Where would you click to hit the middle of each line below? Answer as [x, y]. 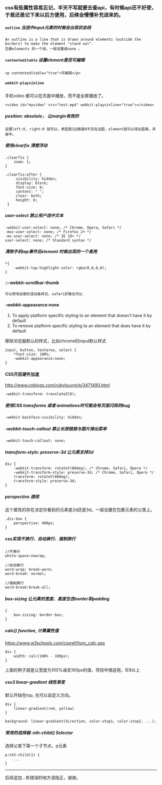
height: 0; [27, 200]
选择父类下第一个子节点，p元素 [36, 746]
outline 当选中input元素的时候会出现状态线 [48, 27]
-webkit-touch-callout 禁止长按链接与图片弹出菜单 [56, 429]
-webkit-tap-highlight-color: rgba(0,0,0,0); [60, 268]
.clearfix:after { [23, 175]
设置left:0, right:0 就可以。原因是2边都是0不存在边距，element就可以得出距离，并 [81, 129]
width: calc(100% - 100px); [42, 656]
